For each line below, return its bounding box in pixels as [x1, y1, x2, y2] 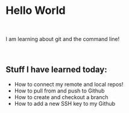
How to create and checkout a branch [14, 93, 109, 100]
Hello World [5, 4, 66, 18]
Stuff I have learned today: [5, 65, 107, 75]
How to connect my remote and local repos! [14, 80, 124, 88]
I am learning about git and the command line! [5, 35, 120, 42]
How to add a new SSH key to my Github [14, 100, 116, 107]
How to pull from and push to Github [14, 87, 105, 94]
